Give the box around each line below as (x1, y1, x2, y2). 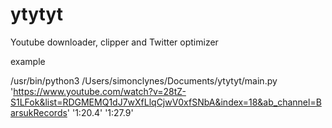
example (10, 55, 46, 67)
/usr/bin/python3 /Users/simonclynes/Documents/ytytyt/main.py (10, 74, 278, 87)
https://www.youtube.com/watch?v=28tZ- (13, 85, 187, 97)
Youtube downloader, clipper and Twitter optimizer (10, 36, 219, 48)
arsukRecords (10, 106, 68, 118)
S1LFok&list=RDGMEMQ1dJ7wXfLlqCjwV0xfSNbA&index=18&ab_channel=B (10, 96, 322, 108)
